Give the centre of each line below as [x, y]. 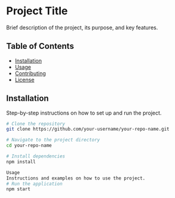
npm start [19, 189]
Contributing [30, 73]
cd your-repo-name [29, 146]
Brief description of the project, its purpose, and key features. [82, 27]
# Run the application [34, 184]
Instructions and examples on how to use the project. [76, 178]
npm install [21, 162]
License [24, 79]
